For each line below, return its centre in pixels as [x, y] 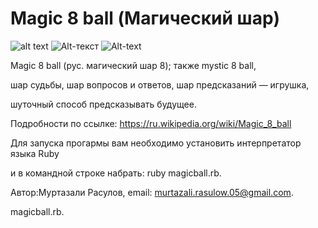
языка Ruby [35, 153]
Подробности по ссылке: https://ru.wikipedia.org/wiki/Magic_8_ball [151, 123]
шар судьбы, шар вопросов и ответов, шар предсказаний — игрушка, [160, 84]
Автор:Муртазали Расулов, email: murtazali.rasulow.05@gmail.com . [152, 192]
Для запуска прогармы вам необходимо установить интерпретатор [156, 143]
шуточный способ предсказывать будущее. [103, 104]
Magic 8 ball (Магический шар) [145, 18]
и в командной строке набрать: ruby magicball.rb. [116, 173]
